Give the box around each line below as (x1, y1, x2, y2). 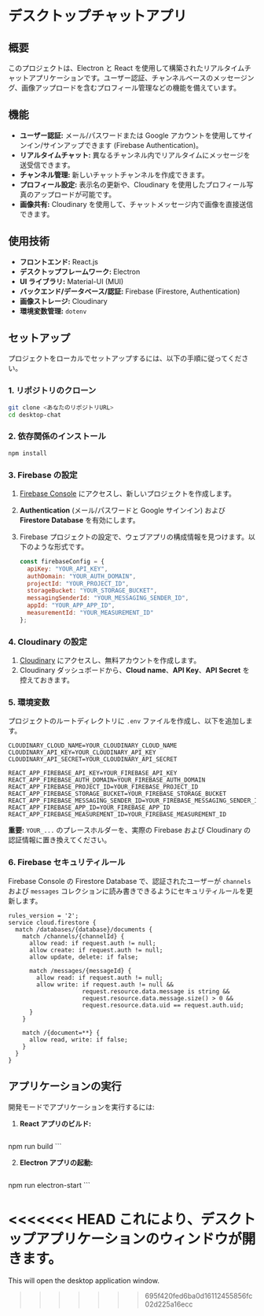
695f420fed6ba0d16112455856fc (145, 1292, 253, 1301)
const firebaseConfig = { (19, 557, 104, 565)
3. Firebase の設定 (8, 469, 78, 480)
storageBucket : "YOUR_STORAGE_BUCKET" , (27, 587, 158, 595)
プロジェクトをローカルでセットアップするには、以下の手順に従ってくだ (8, 353, 242, 363)
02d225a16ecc (145, 1299, 193, 1309)
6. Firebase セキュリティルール (8, 857, 126, 868)
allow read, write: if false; (28, 1036, 128, 1044)
